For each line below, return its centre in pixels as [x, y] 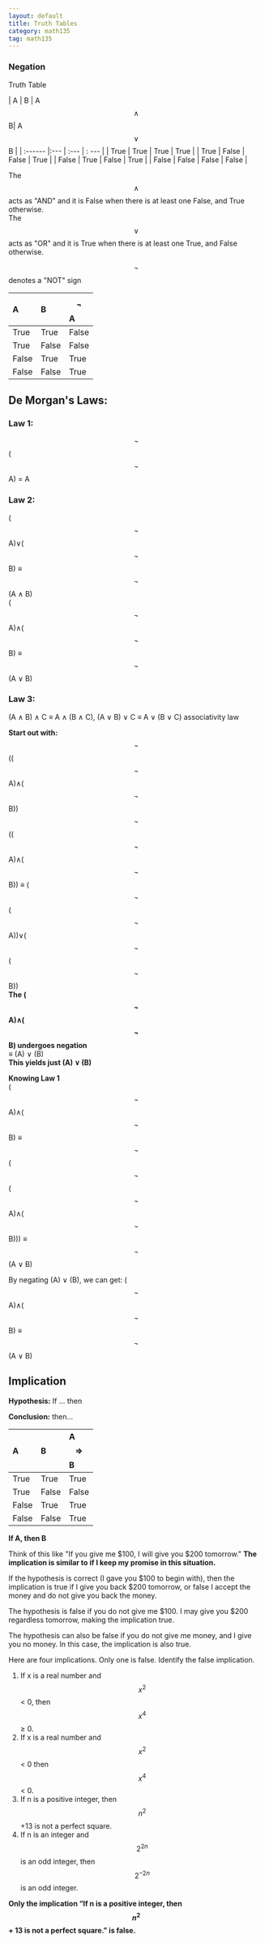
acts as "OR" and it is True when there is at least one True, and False [123, 243]
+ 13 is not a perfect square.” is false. [72, 1930]
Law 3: [22, 700]
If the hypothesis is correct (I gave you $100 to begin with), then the [122, 1578]
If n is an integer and [54, 1834]
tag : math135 [30, 39]
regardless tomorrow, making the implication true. [91, 1620]
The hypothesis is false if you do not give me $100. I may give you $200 [128, 1611]
